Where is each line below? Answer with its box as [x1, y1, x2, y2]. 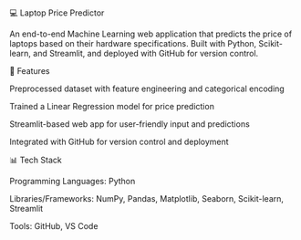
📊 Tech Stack [9, 154, 62, 165]
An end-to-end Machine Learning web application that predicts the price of [9, 28, 293, 39]
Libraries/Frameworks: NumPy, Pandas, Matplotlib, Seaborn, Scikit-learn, [9, 193, 285, 203]
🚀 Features [9, 66, 50, 76]
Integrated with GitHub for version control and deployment [9, 136, 230, 147]
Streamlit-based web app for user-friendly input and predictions [9, 119, 251, 130]
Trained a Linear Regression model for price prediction [9, 101, 214, 111]
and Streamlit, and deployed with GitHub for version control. [33, 48, 259, 58]
